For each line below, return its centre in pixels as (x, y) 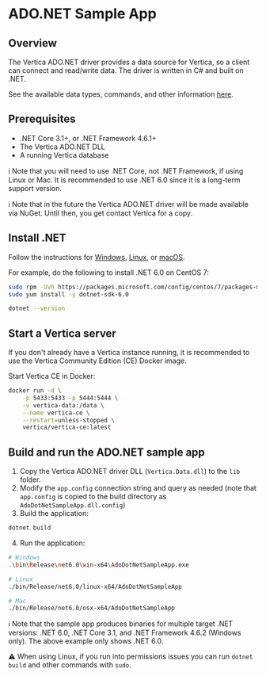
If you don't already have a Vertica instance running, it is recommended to (129, 353)
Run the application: (52, 543)
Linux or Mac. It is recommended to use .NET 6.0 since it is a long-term (124, 180)
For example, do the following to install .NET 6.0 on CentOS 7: (109, 272)
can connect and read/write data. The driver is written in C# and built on (126, 71)
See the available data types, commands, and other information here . (121, 94)
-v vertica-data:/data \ (63, 405)
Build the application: (54, 514)
